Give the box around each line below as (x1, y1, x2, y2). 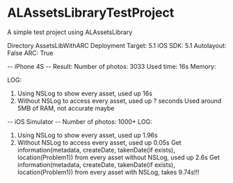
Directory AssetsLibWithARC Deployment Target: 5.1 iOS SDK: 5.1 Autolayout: (7, 41, 227, 49)
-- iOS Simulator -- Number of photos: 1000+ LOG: (7, 117, 152, 126)
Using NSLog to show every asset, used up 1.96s (17, 131, 158, 139)
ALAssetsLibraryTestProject (7, 5, 175, 21)
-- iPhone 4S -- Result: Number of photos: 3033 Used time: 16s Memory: (7, 62, 216, 70)
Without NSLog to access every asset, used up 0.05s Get (17, 138, 182, 147)
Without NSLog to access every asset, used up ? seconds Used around (17, 96, 222, 105)
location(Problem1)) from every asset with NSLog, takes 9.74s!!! (17, 168, 200, 176)
